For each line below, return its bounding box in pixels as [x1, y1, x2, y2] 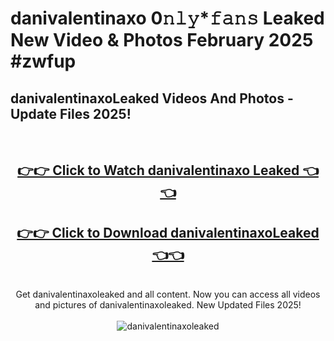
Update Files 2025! [10, 105, 132, 122]
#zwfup [10, 50, 77, 73]
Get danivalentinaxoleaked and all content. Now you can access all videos [15, 288, 321, 301]
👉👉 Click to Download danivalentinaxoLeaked [16, 224, 320, 241]
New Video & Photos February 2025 [10, 29, 314, 52]
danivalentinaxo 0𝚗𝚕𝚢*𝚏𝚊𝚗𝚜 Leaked [10, 7, 325, 30]
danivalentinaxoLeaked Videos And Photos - [10, 90, 294, 107]
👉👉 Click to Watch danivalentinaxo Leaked [17, 162, 300, 179]
